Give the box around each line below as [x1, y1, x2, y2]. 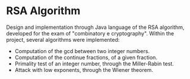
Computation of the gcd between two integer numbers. [14, 47, 150, 54]
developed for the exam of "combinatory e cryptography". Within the [6, 29, 174, 37]
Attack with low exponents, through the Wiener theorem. [14, 66, 153, 73]
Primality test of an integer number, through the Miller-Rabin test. [14, 60, 174, 67]
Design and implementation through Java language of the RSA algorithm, [6, 24, 185, 31]
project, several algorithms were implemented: [6, 36, 120, 43]
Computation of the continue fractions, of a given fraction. [14, 54, 157, 61]
